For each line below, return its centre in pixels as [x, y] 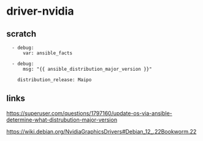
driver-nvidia [40, 11]
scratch [21, 34]
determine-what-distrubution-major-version [62, 120]
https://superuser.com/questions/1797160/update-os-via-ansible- [90, 113]
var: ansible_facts [47, 53]
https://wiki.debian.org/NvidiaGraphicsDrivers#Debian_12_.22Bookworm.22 [101, 131]
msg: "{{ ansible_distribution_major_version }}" [87, 69]
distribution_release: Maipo [55, 80]
